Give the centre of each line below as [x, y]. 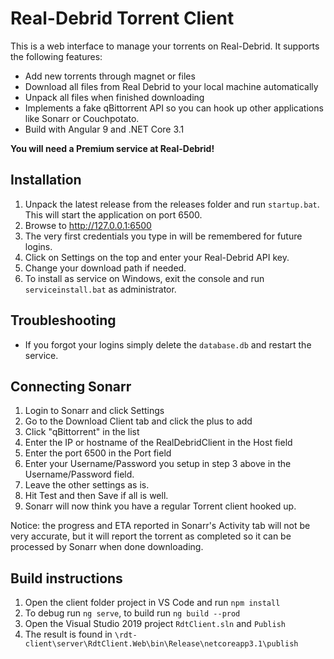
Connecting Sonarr [71, 386]
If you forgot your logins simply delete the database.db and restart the [168, 344]
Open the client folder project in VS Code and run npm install [152, 603]
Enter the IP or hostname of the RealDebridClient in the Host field [158, 443]
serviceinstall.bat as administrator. [100, 289]
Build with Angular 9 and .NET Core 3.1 [104, 129]
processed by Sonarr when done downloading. [107, 547]
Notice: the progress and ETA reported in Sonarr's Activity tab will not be [160, 526]
